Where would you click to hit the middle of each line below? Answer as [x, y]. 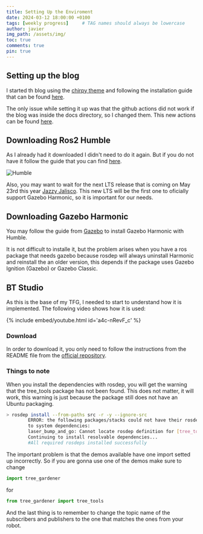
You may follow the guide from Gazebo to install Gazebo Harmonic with [95, 231]
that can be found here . [36, 97]
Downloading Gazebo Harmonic [67, 216]
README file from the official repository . [56, 356]
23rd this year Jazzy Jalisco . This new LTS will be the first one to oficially [98, 191]
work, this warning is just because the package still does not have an [92, 397]
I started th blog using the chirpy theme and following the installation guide [99, 90]
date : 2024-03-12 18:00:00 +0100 [48, 18]
